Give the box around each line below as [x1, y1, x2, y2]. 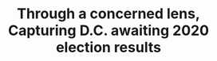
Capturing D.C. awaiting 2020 [7, 21, 210, 40]
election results [55, 39, 162, 56]
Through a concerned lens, [17, 5, 200, 23]
